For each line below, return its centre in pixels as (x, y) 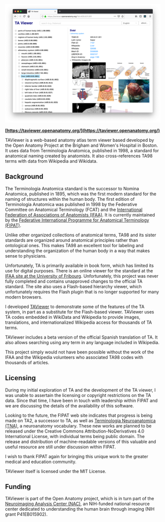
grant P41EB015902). (26, 514)
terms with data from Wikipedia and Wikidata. (51, 161)
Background (24, 177)
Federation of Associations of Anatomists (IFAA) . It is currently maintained (80, 215)
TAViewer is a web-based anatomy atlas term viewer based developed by (80, 140)
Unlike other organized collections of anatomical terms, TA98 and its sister (81, 235)
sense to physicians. (26, 256)
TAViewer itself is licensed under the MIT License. (56, 471)
